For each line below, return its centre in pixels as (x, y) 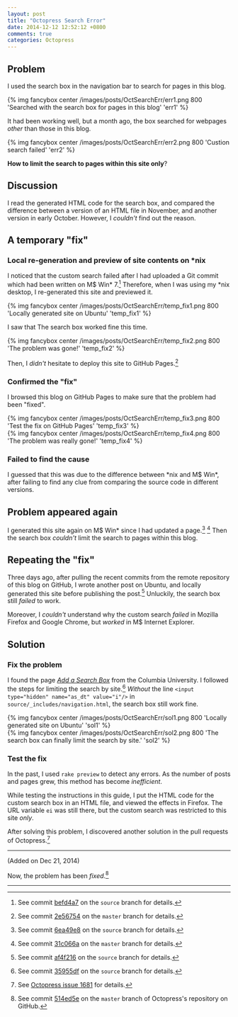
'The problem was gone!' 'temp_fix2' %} (66, 349)
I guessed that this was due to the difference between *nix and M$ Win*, (113, 475)
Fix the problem (35, 665)
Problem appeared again (63, 512)
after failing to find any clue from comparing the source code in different (113, 482)
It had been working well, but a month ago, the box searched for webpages (117, 120)
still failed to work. (34, 601)
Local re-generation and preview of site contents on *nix (107, 261)
